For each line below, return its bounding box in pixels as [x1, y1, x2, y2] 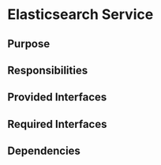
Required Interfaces [7, 117, 107, 131]
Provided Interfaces [7, 91, 107, 104]
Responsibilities [7, 63, 88, 77]
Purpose [7, 37, 51, 51]
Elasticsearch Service [7, 6, 154, 24]
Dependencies [7, 144, 80, 158]
